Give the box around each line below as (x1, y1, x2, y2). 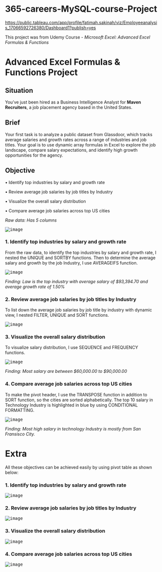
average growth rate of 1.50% (5, 284, 65, 289)
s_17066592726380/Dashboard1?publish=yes (5, 24, 96, 30)
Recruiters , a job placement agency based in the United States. (5, 104, 133, 110)
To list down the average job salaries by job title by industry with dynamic (5, 307, 152, 313)
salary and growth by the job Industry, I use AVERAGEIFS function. (5, 260, 138, 266)
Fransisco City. (5, 431, 36, 437)
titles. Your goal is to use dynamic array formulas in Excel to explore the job (5, 142, 156, 147)
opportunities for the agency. (5, 152, 63, 158)
